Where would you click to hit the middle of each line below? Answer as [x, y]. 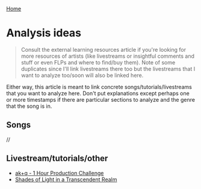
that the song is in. [29, 106]
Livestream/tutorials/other [57, 159]
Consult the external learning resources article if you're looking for [104, 49]
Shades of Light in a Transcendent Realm [66, 179]
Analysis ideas [44, 33]
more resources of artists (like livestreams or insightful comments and [107, 56]
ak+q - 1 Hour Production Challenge [59, 173]
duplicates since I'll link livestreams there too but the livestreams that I [108, 69]
